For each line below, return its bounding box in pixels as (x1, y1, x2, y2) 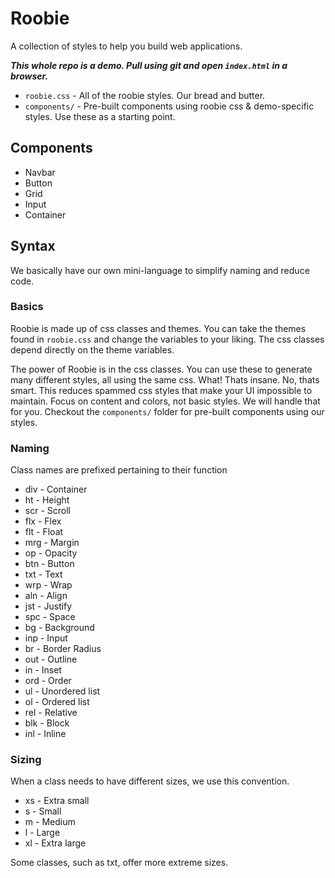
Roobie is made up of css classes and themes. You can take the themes (10, 322, 307, 334)
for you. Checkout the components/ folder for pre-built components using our (10, 405, 325, 417)
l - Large (24, 827, 61, 839)
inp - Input (24, 632, 68, 644)
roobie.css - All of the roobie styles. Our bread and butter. (24, 89, 266, 101)
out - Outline (24, 653, 78, 666)
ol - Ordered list (24, 696, 90, 708)
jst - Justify (24, 600, 73, 612)
